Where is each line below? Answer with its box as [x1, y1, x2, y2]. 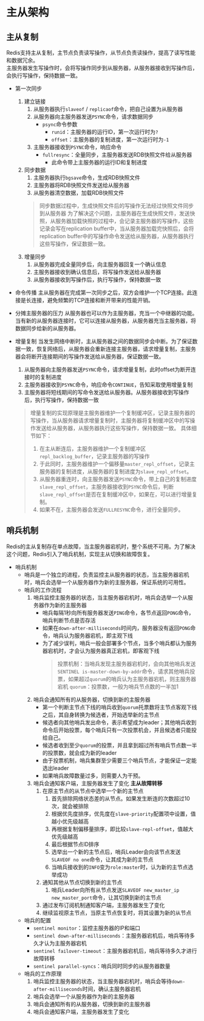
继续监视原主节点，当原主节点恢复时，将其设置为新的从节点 [42, 909, 192, 916]
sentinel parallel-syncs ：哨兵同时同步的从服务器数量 [33, 962, 171, 969]
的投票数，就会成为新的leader [42, 749, 117, 756]
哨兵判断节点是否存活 [42, 616, 96, 624]
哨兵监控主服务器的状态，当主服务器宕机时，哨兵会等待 [33, 977, 172, 984]
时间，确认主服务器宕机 [82, 985, 141, 992]
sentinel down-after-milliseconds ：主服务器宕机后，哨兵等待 [33, 931, 190, 939]
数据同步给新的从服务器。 [15, 325, 80, 332]
